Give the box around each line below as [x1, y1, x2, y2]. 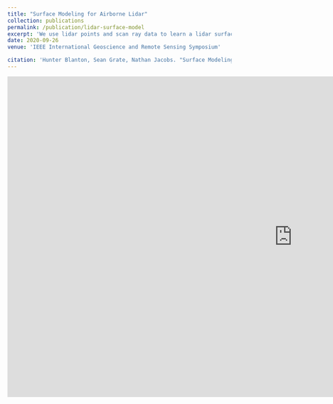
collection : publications [7, 17, 84, 24]
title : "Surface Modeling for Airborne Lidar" [7, 10, 148, 18]
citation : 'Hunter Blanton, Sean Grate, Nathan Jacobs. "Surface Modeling [7, 56, 234, 64]
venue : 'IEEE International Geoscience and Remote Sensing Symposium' [7, 43, 221, 51]
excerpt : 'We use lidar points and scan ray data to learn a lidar [7, 30, 212, 38]
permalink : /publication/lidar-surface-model [7, 24, 144, 31]
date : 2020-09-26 [7, 37, 59, 44]
